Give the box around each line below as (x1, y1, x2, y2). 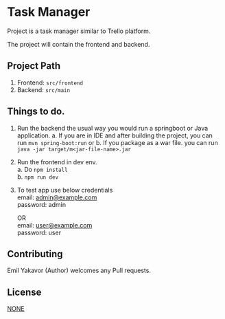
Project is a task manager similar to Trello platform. (7, 27, 151, 35)
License (7, 286, 42, 298)
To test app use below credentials (16, 186, 113, 194)
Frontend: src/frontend (16, 78, 84, 87)
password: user (16, 228, 62, 236)
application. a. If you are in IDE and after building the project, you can (16, 131, 213, 140)
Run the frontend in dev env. (16, 157, 97, 166)
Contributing (7, 248, 63, 260)
